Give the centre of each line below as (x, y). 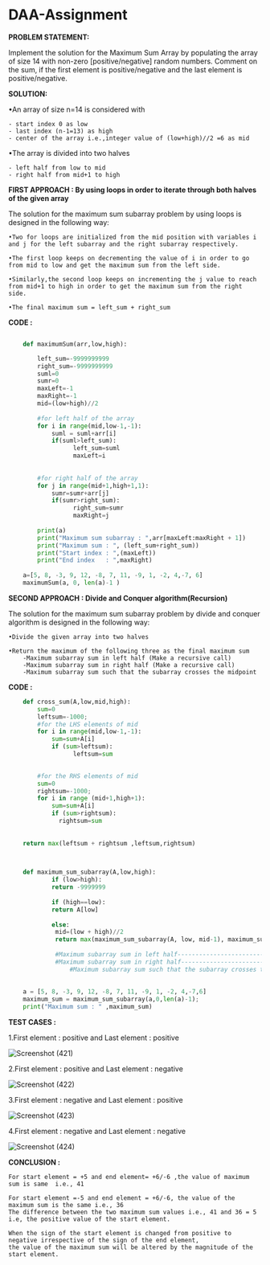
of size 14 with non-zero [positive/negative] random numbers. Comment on (133, 61)
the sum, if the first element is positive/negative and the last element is (125, 69)
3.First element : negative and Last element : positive (96, 1100)
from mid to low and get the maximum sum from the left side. (115, 265)
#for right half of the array (88, 478)
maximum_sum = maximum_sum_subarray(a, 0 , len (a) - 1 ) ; (111, 999)
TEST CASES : (32, 1022)
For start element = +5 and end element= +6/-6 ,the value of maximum (129, 1177)
